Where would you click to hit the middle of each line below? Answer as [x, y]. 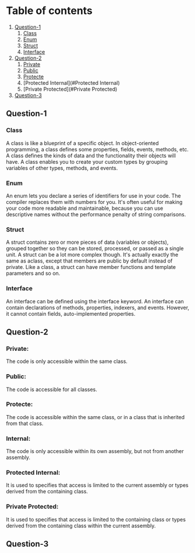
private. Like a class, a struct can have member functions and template [91, 267]
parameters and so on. [33, 274]
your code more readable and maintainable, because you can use [85, 208]
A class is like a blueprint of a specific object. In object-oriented [82, 143]
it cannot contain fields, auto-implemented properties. [71, 313]
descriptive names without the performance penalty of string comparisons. [96, 214]
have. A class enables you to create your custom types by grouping [87, 161]
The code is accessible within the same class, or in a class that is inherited [95, 417]
